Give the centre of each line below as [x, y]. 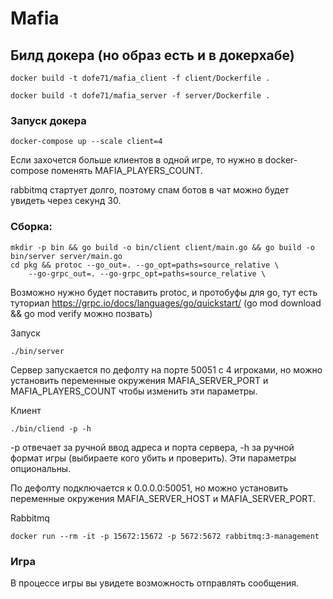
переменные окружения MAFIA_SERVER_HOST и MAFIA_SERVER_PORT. [163, 498]
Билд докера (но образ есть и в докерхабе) [152, 55]
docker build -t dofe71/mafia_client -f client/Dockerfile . [140, 78]
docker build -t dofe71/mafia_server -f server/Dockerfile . [140, 96]
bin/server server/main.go [66, 256]
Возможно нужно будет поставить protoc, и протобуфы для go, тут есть [164, 292]
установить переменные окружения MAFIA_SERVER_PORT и [139, 380]
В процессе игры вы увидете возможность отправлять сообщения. [155, 583]
